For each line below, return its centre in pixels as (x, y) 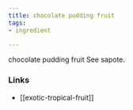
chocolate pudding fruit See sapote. (66, 59)
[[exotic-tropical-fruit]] (57, 97)
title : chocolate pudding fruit (61, 15)
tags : (17, 23)
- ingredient (30, 30)
